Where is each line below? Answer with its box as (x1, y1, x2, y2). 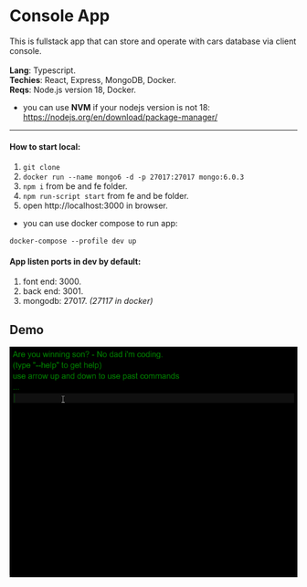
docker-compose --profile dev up (9, 236, 137, 246)
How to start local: (9, 141, 80, 152)
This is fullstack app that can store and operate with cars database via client (9, 36, 297, 47)
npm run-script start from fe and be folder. (22, 191, 189, 202)
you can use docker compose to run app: (22, 218, 178, 229)
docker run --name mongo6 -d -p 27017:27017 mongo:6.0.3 (22, 173, 245, 183)
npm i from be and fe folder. (22, 181, 128, 192)
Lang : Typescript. (9, 65, 76, 76)
